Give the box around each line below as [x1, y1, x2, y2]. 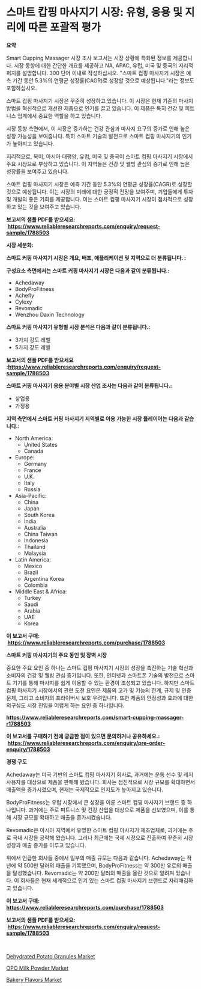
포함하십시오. [6, 84, 37, 91]
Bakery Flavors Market [6, 976, 62, 983]
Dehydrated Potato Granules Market [6, 952, 95, 960]
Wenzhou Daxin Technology [14, 311, 85, 318]
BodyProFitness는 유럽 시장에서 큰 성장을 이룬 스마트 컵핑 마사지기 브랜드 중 [6, 798, 186, 806]
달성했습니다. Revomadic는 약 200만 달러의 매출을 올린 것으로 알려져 [12, 869, 175, 877]
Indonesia [23, 536, 49, 544]
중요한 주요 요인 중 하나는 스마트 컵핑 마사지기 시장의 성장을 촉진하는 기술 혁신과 [6, 664, 194, 671]
